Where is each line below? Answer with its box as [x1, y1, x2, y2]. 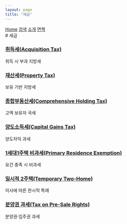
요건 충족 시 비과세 [5, 161, 41, 167]
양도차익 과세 [5, 136, 31, 142]
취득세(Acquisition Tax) [5, 46, 62, 53]
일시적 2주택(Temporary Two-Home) [5, 175, 93, 182]
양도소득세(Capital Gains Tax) [5, 124, 76, 131]
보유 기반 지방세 [5, 84, 36, 90]
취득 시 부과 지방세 [5, 58, 41, 64]
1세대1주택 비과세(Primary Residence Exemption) [5, 149, 122, 156]
